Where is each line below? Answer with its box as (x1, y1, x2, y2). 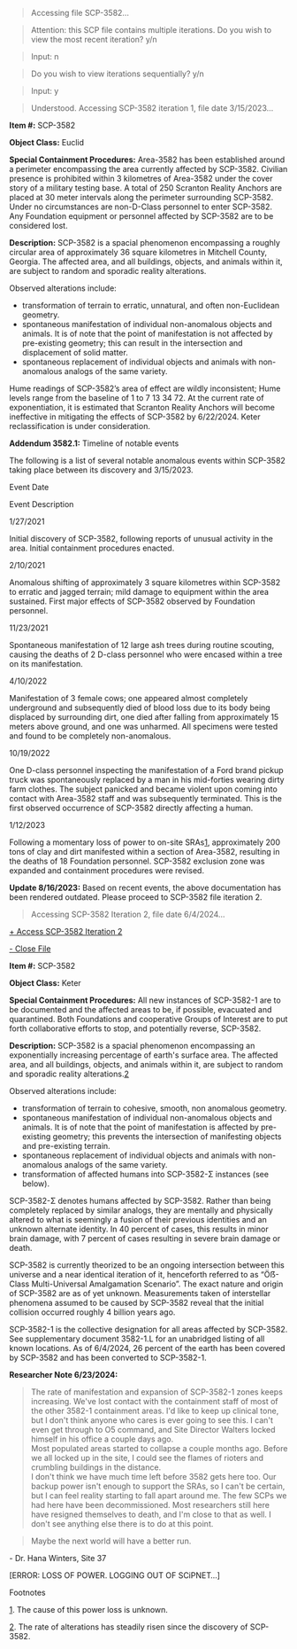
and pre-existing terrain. (21, 1141, 110, 1151)
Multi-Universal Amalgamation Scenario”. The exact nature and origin (31, 1278, 284, 1289)
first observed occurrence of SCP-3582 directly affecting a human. (9, 802, 254, 813)
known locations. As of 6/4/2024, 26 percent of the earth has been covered (9, 1343, 286, 1353)
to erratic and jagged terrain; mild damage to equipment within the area (9, 587, 270, 597)
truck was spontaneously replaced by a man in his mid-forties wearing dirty (9, 775, 285, 785)
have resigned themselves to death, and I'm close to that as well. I (30, 1509, 271, 1520)
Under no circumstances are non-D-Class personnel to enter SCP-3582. (9, 201, 272, 212)
